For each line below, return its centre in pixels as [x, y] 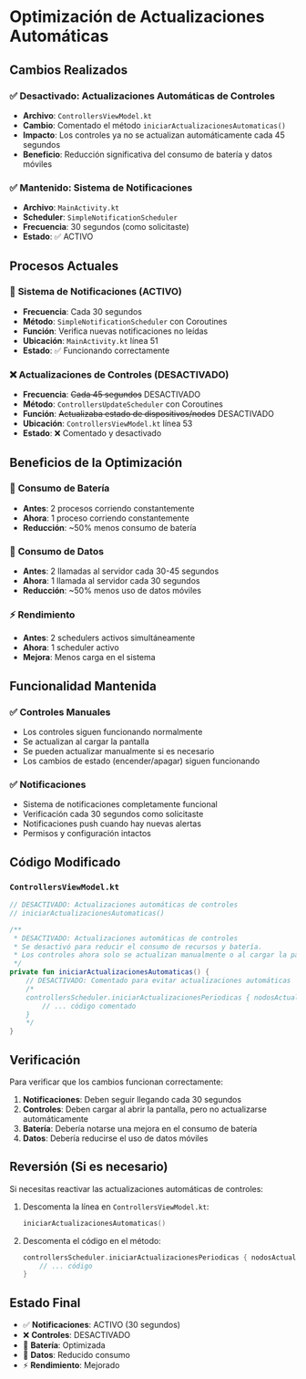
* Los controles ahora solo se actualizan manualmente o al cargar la [150, 955]
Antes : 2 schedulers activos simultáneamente [109, 638]
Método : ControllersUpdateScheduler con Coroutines [122, 404]
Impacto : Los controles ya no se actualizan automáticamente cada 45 [153, 135]
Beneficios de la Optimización [96, 462]
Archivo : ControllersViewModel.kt [87, 115]
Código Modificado [65, 862]
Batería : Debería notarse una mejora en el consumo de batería [140, 1129]
